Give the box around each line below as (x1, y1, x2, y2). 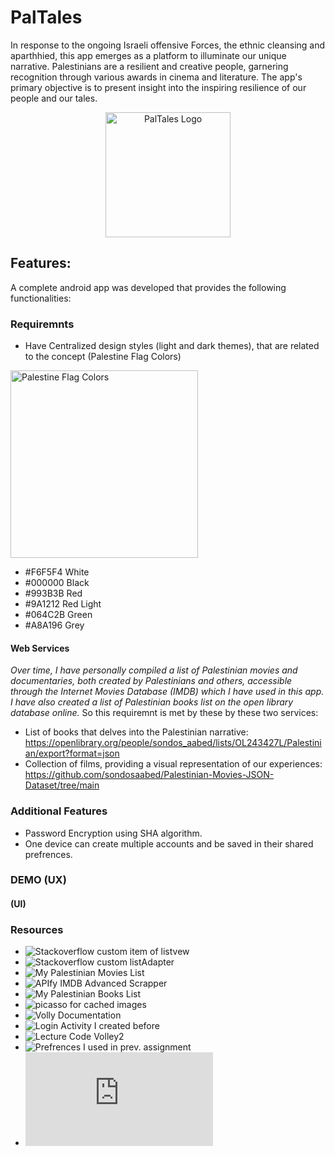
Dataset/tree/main (24, 779, 100, 791)
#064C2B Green (24, 609, 93, 621)
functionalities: (10, 292, 72, 304)
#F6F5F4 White (24, 566, 90, 578)
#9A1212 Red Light (24, 598, 102, 610)
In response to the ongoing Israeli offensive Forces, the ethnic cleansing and (10, 39, 326, 51)
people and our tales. (10, 92, 98, 104)
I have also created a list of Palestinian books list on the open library (10, 696, 294, 708)
